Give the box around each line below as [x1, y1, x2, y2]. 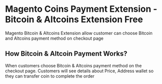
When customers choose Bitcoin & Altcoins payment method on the [5, 62, 142, 68]
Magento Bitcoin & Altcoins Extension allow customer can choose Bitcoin [5, 30, 153, 36]
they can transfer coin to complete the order [5, 73, 95, 79]
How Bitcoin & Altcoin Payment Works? [5, 50, 128, 58]
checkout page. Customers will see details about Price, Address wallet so [5, 68, 154, 74]
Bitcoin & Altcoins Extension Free [5, 14, 143, 25]
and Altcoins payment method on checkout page [5, 35, 104, 41]
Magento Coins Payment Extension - [5, 3, 158, 15]
